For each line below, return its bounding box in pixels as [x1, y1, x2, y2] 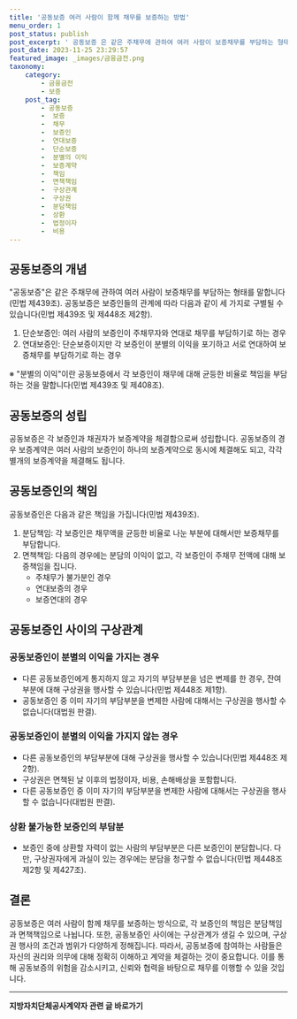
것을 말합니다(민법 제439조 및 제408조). [25, 379, 165, 390]
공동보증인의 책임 [9, 484, 98, 499]
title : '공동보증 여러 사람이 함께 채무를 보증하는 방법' [9, 12, 190, 22]
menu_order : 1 [9, 21, 62, 30]
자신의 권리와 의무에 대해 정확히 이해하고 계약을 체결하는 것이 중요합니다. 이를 [9, 951, 276, 962]
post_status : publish [9, 29, 89, 38]
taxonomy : [9, 63, 46, 72]
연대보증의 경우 [34, 583, 88, 594]
